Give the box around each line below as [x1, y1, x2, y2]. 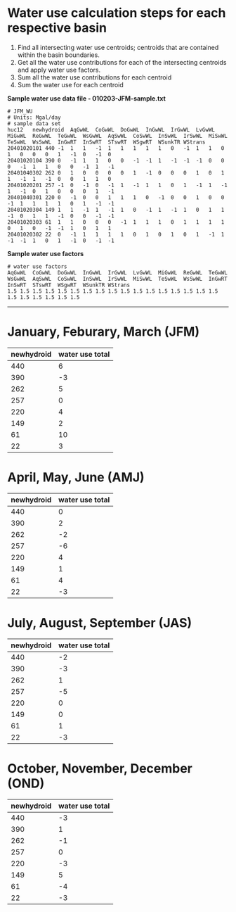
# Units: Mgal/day [7, 114, 61, 121]
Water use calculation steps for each [7, 5, 226, 21]
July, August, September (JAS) [7, 615, 192, 631]
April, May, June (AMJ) [7, 469, 145, 486]
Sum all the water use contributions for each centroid [17, 72, 172, 82]
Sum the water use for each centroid [17, 80, 124, 89]
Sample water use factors [7, 249, 84, 258]
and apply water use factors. [17, 65, 100, 74]
